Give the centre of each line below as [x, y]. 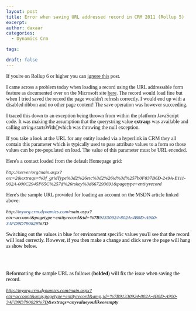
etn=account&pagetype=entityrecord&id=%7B [53, 217]
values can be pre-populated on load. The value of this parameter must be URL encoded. [97, 150]
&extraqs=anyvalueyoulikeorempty [83, 302]
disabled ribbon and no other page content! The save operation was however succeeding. [97, 105]
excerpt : [17, 22]
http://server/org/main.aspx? [34, 172]
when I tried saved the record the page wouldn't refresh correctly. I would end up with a [96, 99]
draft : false [22, 60]
